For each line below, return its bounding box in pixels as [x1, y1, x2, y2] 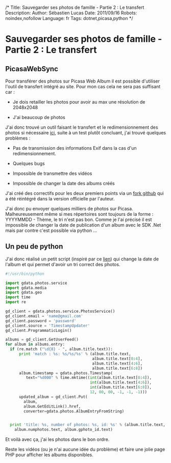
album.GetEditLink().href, [23, 404, 81, 409]
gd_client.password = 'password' [5, 318, 77, 324]
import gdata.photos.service [5, 280, 67, 286]
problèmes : [5, 135, 31, 141]
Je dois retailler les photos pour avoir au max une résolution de [12, 99, 145, 105]
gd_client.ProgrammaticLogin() [5, 328, 72, 333]
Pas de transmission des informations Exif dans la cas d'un [12, 145, 137, 151]
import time [5, 295, 31, 300]
